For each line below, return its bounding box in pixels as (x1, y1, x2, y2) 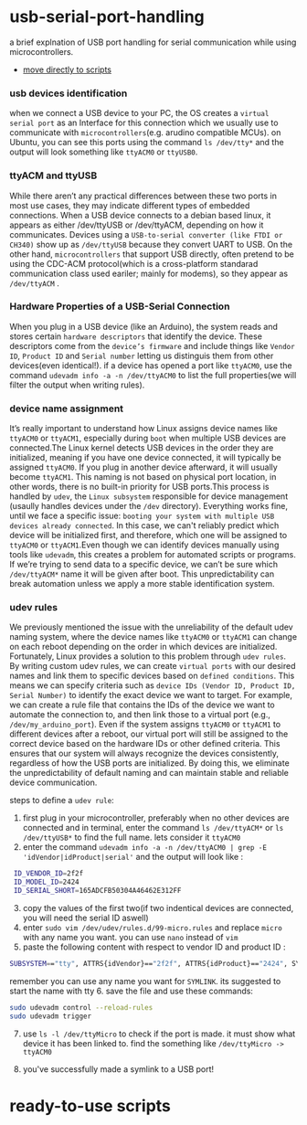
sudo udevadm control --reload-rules (9, 1003, 153, 1012)
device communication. (9, 777, 98, 788)
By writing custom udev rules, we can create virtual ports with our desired (9, 661, 296, 672)
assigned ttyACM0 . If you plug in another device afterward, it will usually (9, 462, 279, 472)
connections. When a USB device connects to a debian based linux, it (9, 209, 271, 220)
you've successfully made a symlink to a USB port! (22, 1063, 215, 1075)
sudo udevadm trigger (9, 1012, 92, 1021)
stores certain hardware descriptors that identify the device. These (9, 331, 263, 342)
